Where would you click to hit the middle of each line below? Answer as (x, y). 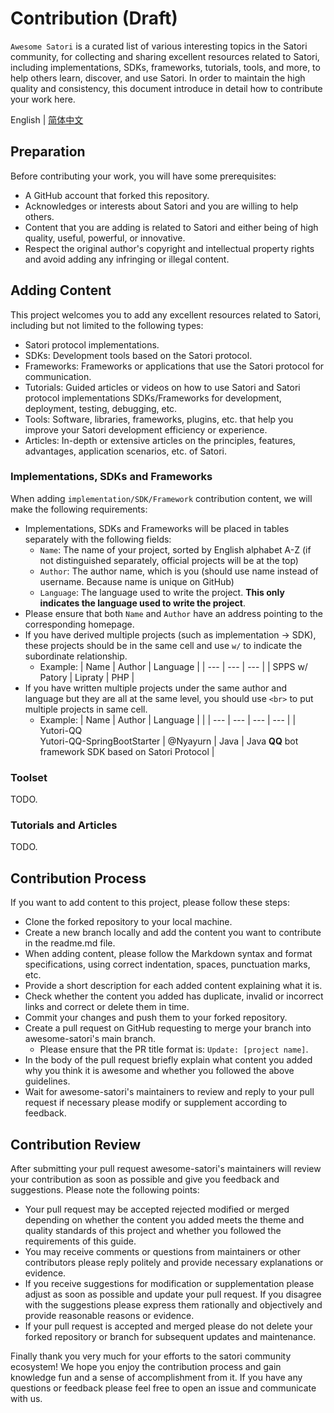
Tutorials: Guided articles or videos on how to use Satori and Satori (162, 387)
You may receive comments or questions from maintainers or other (162, 1252)
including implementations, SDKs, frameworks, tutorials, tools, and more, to (165, 67)
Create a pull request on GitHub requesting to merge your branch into (168, 1028)
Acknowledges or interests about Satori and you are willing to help (161, 206)
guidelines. (47, 1081)
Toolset (29, 777)
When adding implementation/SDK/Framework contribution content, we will (161, 498)
